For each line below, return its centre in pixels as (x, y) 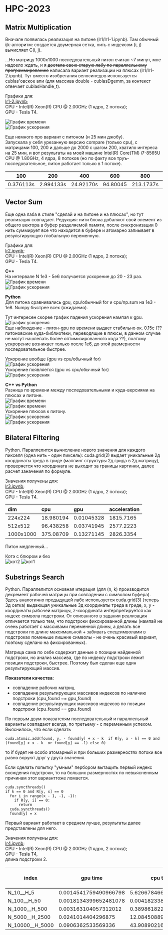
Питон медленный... (27, 546)
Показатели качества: (29, 678)
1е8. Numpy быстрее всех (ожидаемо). (47, 307)
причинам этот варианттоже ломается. (47, 778)
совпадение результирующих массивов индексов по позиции (79, 704)
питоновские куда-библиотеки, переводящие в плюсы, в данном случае (83, 333)
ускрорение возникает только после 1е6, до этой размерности (72, 344)
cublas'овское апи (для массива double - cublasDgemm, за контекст (78, 81)
